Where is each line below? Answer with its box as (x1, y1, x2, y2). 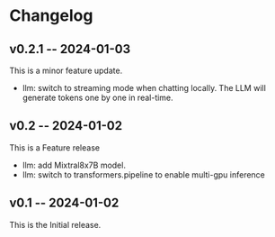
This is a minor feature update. (9, 65, 123, 76)
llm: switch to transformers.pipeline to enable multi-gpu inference (22, 169, 265, 180)
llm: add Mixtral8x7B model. (22, 160, 126, 170)
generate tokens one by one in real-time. (22, 92, 173, 103)
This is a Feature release (9, 141, 101, 153)
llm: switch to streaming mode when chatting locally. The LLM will (22, 83, 267, 93)
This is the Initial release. (9, 219, 102, 230)
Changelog (9, 5, 93, 26)
